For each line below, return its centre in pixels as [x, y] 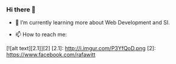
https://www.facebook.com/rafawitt [51, 55]
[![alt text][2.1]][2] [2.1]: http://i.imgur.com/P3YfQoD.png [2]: [81, 48]
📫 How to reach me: [41, 35]
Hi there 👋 [21, 10]
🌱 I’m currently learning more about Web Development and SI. [92, 23]
